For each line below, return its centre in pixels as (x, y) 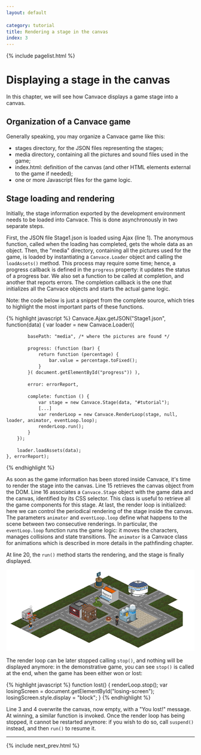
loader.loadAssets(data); (49, 450)
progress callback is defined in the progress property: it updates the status (98, 269)
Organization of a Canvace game (68, 122)
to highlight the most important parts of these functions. (75, 307)
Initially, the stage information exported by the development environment (96, 213)
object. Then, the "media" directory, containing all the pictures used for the (99, 250)
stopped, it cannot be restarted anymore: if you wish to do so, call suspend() (100, 722)
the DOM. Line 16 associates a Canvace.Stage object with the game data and (100, 492)
